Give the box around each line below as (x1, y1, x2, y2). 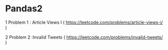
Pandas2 (5, 3, 43, 14)
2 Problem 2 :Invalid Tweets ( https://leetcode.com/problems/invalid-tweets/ (5, 34, 163, 40)
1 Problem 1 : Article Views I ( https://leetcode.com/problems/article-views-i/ (5, 19, 163, 25)
